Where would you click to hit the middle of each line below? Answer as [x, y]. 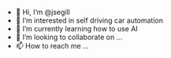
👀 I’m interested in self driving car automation [89, 20]
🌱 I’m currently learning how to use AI [76, 29]
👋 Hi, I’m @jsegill [43, 12]
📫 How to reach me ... [52, 46]
